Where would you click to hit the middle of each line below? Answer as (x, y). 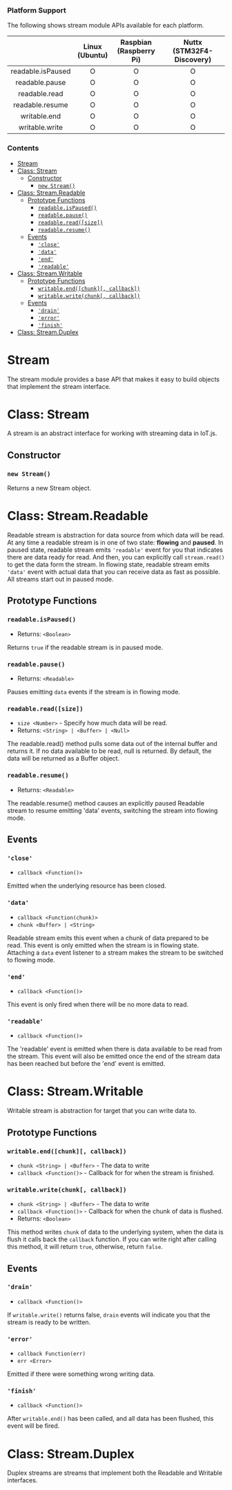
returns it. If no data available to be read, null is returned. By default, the (109, 751)
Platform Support (37, 10)
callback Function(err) (51, 1354)
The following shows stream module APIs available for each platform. (106, 26)
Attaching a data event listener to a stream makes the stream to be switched (115, 953)
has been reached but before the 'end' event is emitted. (86, 1064)
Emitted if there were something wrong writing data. (81, 1374)
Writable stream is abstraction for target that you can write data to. (102, 1111)
